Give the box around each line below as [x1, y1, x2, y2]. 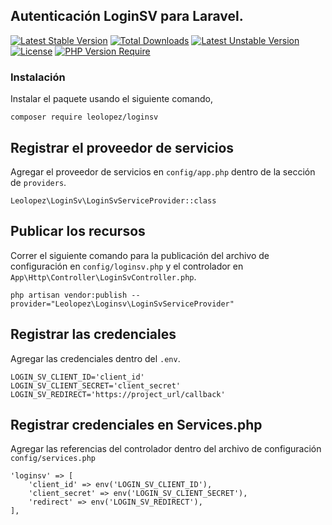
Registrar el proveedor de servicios [10, 139, 235, 156]
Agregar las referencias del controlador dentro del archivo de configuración [10, 443, 322, 455]
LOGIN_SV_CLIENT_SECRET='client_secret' [10, 380, 182, 391]
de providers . [10, 176, 67, 188]
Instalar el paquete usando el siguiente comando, [10, 93, 214, 105]
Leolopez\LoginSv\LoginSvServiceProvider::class [10, 195, 217, 206]
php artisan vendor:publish [10, 290, 128, 300]
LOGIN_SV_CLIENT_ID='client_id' [10, 372, 145, 382]
